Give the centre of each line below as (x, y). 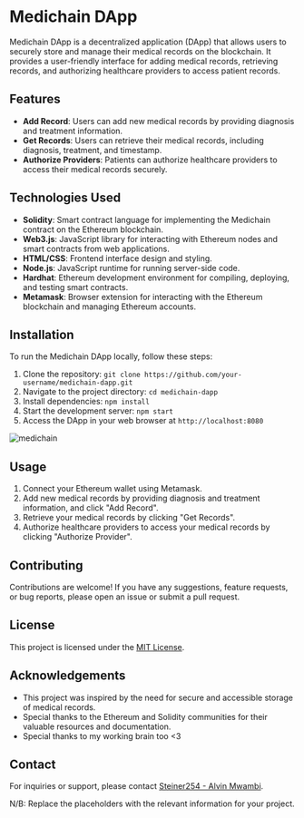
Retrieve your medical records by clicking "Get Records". (129, 518)
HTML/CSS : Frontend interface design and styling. (118, 258)
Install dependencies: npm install (86, 402)
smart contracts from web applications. (96, 248)
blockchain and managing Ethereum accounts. (109, 307)
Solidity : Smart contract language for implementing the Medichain (146, 219)
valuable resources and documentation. (97, 726)
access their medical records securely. (95, 169)
